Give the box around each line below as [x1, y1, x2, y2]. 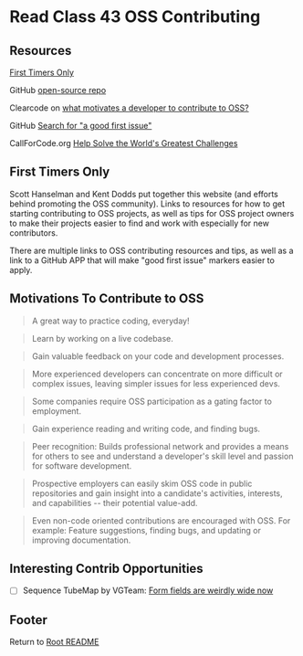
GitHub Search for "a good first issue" [9, 121, 152, 131]
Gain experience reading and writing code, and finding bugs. [31, 423, 261, 434]
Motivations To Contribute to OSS [9, 291, 204, 307]
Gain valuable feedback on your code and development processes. [31, 350, 285, 362]
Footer [9, 612, 48, 628]
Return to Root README [9, 637, 99, 648]
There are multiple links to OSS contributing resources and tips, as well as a [9, 245, 294, 256]
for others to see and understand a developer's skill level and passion [31, 450, 294, 461]
